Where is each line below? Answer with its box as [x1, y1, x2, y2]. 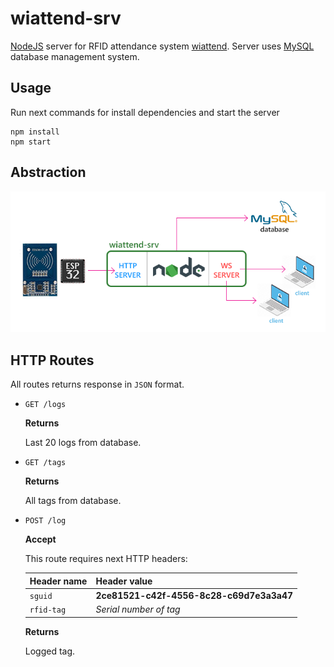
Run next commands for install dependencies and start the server [10, 106, 280, 118]
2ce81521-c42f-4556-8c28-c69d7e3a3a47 [95, 589, 294, 601]
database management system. [10, 50, 140, 62]
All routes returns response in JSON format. [10, 378, 185, 391]
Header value [95, 575, 153, 587]
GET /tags [24, 458, 67, 468]
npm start [10, 137, 52, 147]
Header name [29, 575, 88, 587]
